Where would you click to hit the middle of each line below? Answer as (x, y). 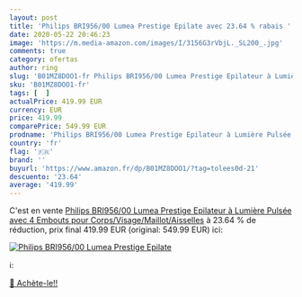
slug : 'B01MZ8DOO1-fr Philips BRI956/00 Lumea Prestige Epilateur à (140, 76)
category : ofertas (44, 59)
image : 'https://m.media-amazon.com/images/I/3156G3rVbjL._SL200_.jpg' (146, 43)
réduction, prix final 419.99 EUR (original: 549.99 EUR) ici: (116, 229)
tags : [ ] (30, 93)
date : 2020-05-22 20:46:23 (60, 34)
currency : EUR (36, 110)
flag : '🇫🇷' (31, 151)
